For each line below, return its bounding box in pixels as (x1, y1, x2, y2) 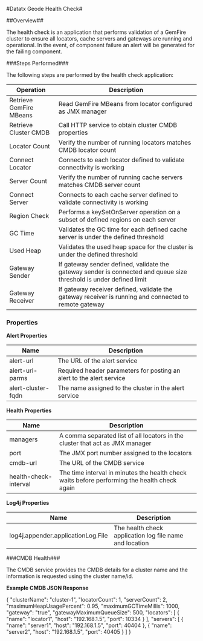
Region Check (9, 212, 50, 220)
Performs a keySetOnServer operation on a (58, 208, 181, 216)
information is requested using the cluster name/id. (6, 573, 134, 580)
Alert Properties (6, 332, 48, 340)
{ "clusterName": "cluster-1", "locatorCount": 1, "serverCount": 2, (6, 596, 168, 603)
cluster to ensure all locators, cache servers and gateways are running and (6, 35, 193, 42)
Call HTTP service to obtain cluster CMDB (58, 121, 177, 129)
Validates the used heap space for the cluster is (58, 243, 193, 251)
